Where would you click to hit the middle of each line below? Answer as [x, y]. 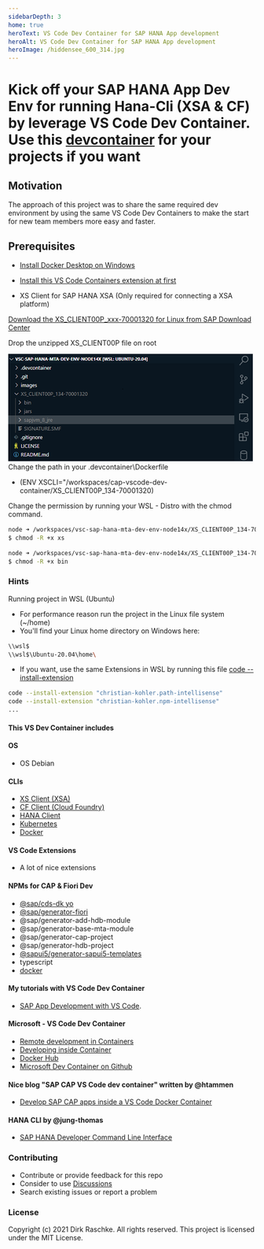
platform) [34, 304]
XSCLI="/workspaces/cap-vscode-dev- [103, 482]
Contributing [33, 1158]
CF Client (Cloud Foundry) [62, 807]
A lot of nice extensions [58, 868]
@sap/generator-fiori [54, 912]
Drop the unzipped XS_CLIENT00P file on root [82, 343]
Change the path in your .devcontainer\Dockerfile [88, 467]
